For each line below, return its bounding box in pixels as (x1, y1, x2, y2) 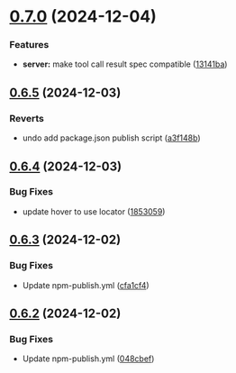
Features (9, 39, 50, 51)
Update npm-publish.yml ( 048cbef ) (22, 353, 155, 364)
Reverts (9, 112, 45, 124)
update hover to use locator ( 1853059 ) (22, 205, 166, 217)
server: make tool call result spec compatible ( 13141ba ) (22, 59, 228, 69)
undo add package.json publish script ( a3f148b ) (22, 132, 201, 143)
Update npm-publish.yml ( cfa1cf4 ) (22, 279, 150, 290)
